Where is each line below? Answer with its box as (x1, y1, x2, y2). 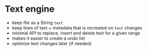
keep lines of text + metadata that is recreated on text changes (11, 25, 143, 30)
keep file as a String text (11, 20, 63, 25)
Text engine (4, 3, 55, 15)
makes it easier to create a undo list (11, 35, 85, 41)
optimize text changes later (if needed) (11, 40, 92, 46)
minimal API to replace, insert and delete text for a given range (11, 30, 141, 36)
